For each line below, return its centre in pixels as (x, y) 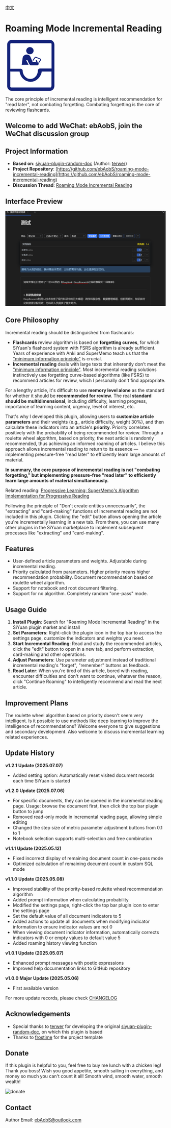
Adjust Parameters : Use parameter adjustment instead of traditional (84, 660)
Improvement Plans (37, 703)
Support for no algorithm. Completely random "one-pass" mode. (80, 594)
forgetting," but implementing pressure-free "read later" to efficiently (81, 475)
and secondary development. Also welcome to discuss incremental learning (85, 731)
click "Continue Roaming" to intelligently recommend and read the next (87, 682)
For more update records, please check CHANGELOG (61, 998)
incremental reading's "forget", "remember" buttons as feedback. (81, 666)
